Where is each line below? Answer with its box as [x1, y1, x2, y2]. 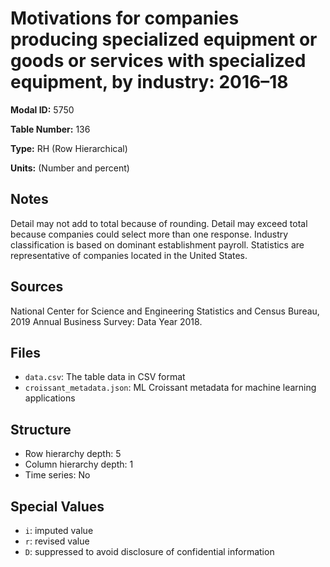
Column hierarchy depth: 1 [24, 458, 134, 471]
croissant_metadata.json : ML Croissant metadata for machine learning [24, 382, 317, 394]
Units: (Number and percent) [10, 162, 130, 174]
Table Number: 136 [10, 123, 91, 135]
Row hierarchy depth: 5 [24, 448, 122, 460]
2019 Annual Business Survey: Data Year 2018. [10, 315, 203, 327]
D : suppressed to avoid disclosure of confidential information [24, 546, 275, 557]
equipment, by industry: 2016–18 [10, 71, 289, 94]
